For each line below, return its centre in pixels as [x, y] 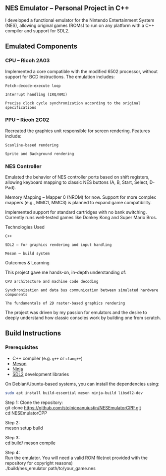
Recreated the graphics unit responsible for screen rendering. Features [78, 131]
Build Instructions [33, 333]
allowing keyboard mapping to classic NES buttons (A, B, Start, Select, [77, 182]
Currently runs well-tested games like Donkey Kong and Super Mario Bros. [81, 218]
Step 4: [13, 452]
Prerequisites [22, 347]
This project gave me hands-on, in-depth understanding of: [66, 272]
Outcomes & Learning [27, 263]
